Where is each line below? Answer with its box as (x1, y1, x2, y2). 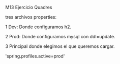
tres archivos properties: (5, 14, 57, 20)
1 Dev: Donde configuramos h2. (5, 24, 71, 30)
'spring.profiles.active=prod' (5, 53, 65, 59)
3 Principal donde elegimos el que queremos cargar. (5, 43, 115, 49)
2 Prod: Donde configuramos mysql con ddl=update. (5, 34, 115, 39)
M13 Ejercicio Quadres (5, 5, 52, 10)
